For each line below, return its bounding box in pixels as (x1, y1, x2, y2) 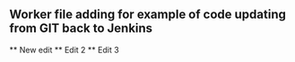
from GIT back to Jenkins (9, 21, 153, 36)
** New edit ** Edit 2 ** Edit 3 (9, 44, 119, 55)
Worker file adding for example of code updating (9, 7, 287, 22)
